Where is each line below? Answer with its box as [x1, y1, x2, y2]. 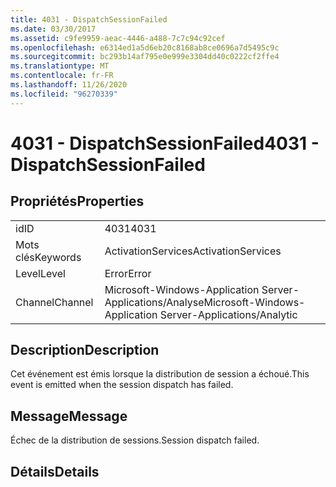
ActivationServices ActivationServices [104, 244, 282, 258]
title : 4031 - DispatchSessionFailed [10, 14, 168, 25]
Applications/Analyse [104, 295, 205, 309]
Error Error [104, 266, 152, 280]
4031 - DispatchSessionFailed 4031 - [10, 132, 320, 155]
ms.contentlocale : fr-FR [10, 71, 114, 81]
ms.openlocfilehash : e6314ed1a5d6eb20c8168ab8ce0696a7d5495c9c [10, 42, 280, 53]
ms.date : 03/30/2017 [10, 24, 97, 34]
